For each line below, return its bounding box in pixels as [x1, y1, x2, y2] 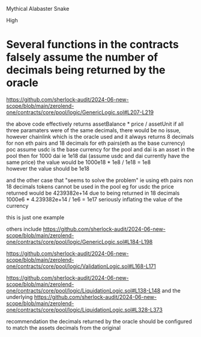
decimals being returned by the [6, 63, 166, 77]
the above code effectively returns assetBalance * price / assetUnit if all [6, 120, 184, 127]
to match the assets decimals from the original [6, 324, 121, 331]
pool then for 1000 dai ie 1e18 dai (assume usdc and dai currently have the [6, 152, 190, 159]
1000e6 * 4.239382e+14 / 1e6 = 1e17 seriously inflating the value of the [6, 195, 183, 203]
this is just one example [6, 213, 65, 221]
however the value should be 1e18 [6, 165, 90, 172]
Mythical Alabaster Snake [6, 5, 70, 12]
